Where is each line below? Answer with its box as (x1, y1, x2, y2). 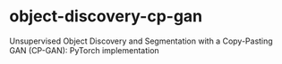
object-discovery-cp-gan (9, 6, 203, 27)
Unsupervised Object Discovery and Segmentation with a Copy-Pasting (9, 36, 273, 46)
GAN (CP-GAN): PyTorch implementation (9, 44, 159, 55)
